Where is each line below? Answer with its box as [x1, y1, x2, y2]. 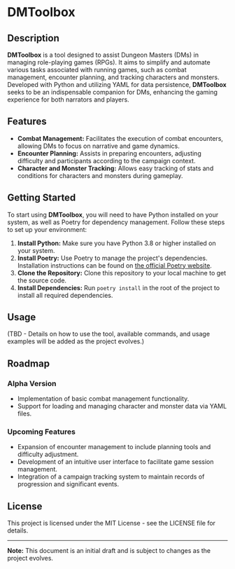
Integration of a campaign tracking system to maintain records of [17, 472, 205, 481]
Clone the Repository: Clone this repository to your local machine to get [17, 268, 227, 277]
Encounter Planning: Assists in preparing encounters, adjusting [17, 149, 201, 158]
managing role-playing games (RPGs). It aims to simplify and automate [7, 58, 211, 67]
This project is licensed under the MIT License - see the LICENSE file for [7, 519, 215, 528]
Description [7, 32, 59, 44]
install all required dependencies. [17, 291, 113, 299]
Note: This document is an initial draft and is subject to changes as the [7, 547, 211, 555]
